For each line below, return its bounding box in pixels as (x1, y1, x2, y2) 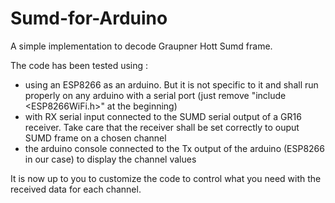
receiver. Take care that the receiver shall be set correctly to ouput (24, 121, 300, 133)
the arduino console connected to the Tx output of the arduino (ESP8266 (24, 142, 325, 154)
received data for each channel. (10, 183, 142, 195)
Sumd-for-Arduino (10, 7, 168, 30)
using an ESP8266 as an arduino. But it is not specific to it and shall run (24, 78, 319, 91)
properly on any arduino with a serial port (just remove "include (24, 89, 287, 101)
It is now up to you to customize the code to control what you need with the (10, 172, 322, 184)
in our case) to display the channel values (24, 153, 197, 165)
